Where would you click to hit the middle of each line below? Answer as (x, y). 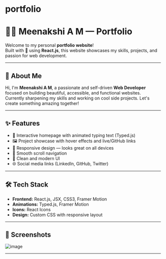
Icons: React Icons (31, 209)
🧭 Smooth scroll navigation (40, 153)
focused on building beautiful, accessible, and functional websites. (73, 93)
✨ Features (22, 123)
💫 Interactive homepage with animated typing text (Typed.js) (74, 135)
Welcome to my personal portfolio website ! (49, 45)
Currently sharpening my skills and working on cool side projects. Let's (77, 98)
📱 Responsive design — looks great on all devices (63, 148)
